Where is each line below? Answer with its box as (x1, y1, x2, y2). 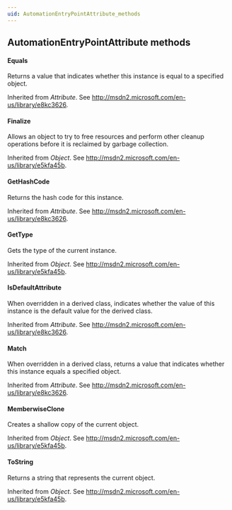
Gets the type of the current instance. (7, 246, 117, 254)
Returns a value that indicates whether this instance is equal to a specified (7, 72, 224, 81)
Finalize (7, 117, 31, 125)
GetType (7, 230, 33, 239)
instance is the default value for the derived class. (7, 307, 153, 315)
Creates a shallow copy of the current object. (7, 420, 139, 429)
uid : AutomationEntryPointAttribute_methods (7, 10, 141, 18)
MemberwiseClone (7, 404, 65, 413)
